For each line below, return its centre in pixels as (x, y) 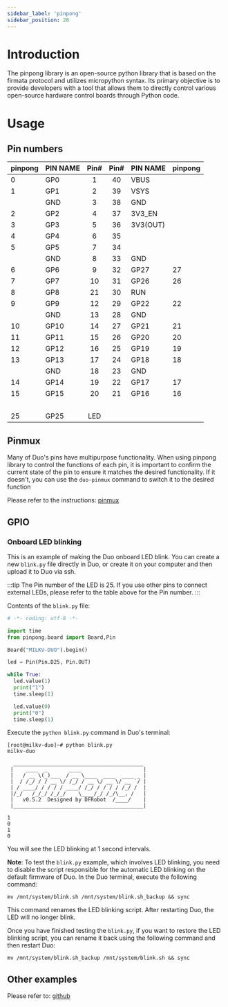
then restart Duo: (31, 945)
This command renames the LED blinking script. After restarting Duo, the (111, 910)
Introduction (44, 54)
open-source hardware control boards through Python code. (93, 96)
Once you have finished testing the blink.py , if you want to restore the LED (114, 931)
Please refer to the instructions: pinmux (63, 500)
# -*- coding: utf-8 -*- (43, 618)
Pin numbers (35, 149)
